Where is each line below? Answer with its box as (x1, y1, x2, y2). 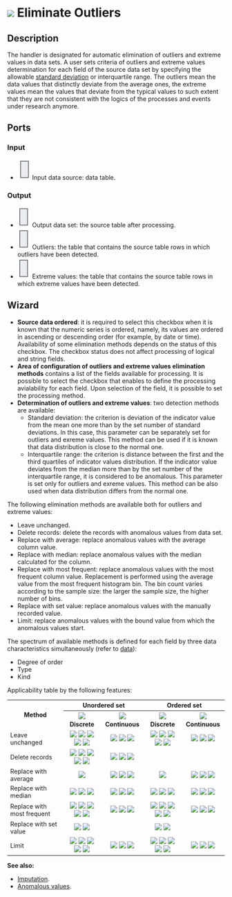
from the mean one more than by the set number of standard (27, 420, 201, 429)
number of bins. (17, 594, 63, 603)
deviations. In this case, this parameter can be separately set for (27, 428, 211, 436)
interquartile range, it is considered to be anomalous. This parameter (27, 472, 223, 480)
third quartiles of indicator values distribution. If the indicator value (27, 457, 217, 466)
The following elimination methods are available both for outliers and (7, 500, 202, 509)
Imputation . (17, 874, 50, 882)
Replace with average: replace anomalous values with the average (17, 536, 206, 544)
